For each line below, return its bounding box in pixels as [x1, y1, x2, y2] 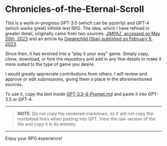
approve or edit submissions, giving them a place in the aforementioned [5, 76, 153, 82]
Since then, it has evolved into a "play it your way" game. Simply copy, [5, 51, 150, 57]
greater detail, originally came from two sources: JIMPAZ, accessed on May [5, 30, 161, 36]
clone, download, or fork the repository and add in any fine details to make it [5, 56, 162, 62]
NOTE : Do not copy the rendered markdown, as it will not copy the [17, 110, 154, 116]
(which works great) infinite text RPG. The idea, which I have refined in [5, 25, 150, 31]
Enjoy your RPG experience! [5, 135, 63, 141]
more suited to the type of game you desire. [5, 61, 95, 67]
